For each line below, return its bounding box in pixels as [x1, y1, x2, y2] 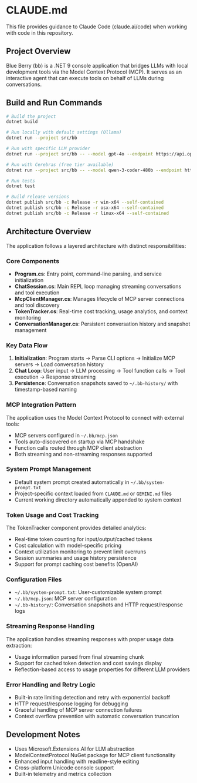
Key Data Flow [6, 341, 48, 349]
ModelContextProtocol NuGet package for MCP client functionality [14, 751, 176, 758]
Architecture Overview [6, 227, 91, 237]
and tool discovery [14, 301, 60, 308]
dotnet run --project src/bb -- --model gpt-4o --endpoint [6, 151, 154, 157]
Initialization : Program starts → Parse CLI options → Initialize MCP [14, 354, 176, 362]
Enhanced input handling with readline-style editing [14, 758, 140, 765]
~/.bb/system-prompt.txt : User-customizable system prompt [14, 589, 162, 596]
